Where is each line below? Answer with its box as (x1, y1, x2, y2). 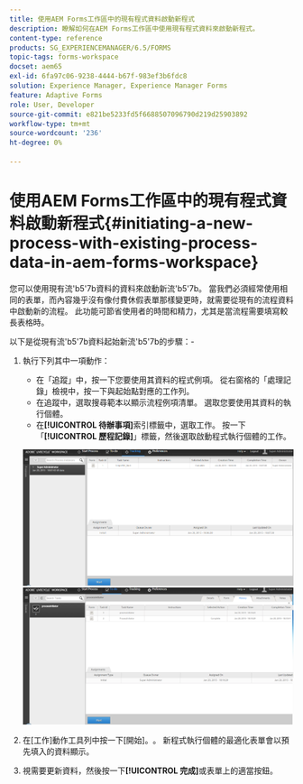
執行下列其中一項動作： (22, 355, 110, 365)
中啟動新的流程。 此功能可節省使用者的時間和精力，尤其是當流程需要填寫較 (9, 305, 289, 316)
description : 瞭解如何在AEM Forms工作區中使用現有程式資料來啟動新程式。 (9, 23, 260, 33)
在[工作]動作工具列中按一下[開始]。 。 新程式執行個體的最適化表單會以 (22, 734, 282, 745)
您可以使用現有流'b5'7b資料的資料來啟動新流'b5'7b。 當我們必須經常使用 (9, 282, 280, 293)
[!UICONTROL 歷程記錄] (43, 430, 133, 441)
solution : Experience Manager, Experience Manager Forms (9, 81, 228, 90)
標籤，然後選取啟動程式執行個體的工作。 (141, 430, 291, 441)
